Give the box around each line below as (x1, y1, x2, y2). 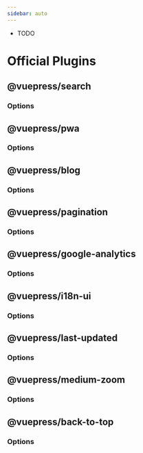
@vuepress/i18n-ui (7, 290, 91, 302)
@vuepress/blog (7, 164, 81, 176)
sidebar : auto (7, 10, 48, 17)
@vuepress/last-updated (7, 332, 118, 344)
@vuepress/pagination (7, 206, 109, 218)
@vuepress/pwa (7, 122, 80, 134)
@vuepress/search (7, 81, 91, 92)
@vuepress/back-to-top (7, 416, 114, 427)
